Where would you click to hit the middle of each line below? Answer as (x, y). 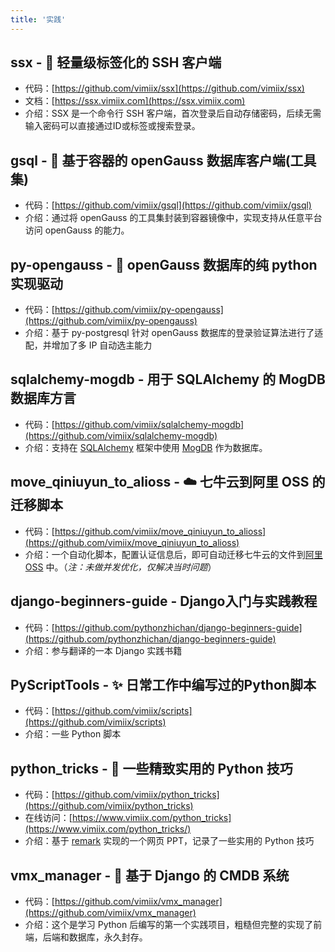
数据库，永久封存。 (108, 937)
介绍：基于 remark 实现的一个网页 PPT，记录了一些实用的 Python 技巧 (169, 841)
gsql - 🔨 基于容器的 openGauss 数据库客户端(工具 (163, 160)
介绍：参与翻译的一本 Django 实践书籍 (103, 650)
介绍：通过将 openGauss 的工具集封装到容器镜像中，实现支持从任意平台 (173, 218)
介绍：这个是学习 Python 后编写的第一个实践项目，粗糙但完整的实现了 (169, 924)
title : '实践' (38, 19)
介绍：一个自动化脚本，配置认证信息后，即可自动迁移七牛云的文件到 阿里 (173, 554)
